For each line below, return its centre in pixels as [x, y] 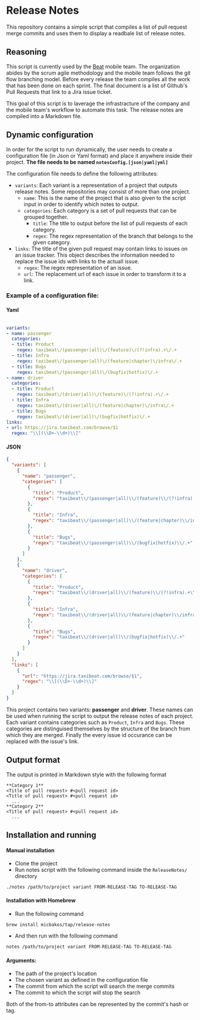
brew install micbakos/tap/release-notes [58, 924]
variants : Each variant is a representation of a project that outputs [96, 185]
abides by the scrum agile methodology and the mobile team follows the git [99, 73]
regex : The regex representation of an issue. [78, 268]
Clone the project [36, 864]
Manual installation [30, 850]
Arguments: [21, 960]
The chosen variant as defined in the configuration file [81, 980]
